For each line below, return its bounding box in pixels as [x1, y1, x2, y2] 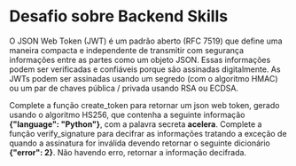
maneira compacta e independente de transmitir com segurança [9, 44, 245, 55]
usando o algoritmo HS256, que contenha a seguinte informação [9, 109, 245, 120]
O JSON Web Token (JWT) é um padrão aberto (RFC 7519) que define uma [9, 36, 283, 46]
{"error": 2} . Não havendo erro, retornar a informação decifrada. [9, 146, 246, 157]
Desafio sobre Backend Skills [9, 6, 229, 27]
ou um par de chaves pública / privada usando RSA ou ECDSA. [9, 83, 239, 93]
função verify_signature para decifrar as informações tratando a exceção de [9, 128, 287, 138]
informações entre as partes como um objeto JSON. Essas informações [9, 54, 271, 65]
